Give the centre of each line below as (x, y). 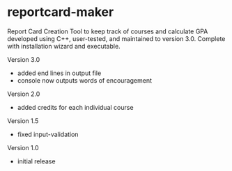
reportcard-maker (61, 12)
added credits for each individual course (75, 107)
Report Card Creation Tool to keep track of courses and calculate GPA (108, 31)
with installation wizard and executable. (64, 46)
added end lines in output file (59, 73)
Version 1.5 (23, 121)
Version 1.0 (23, 147)
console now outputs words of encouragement (84, 80)
